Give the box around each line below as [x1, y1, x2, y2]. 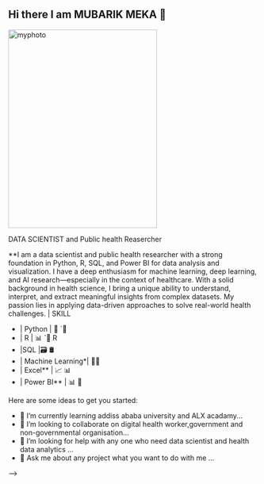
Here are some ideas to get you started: [8, 395, 139, 405]
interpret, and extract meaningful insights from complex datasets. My [8, 291, 235, 302]
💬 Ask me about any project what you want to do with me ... [19, 453, 215, 463]
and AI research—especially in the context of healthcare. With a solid [8, 275, 234, 284]
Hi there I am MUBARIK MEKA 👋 [8, 8, 166, 21]
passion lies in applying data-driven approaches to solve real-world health [8, 300, 251, 309]
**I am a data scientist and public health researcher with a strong [8, 249, 224, 259]
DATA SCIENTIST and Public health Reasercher [8, 234, 163, 244]
